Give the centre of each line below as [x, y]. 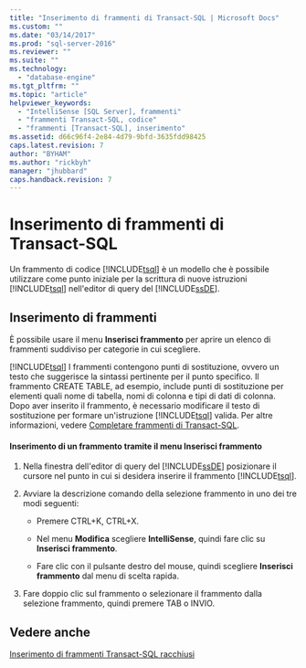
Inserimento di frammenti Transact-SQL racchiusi [102, 654]
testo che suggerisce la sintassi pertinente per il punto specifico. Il [134, 376]
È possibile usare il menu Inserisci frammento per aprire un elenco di [140, 339]
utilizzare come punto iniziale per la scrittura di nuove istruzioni [128, 279]
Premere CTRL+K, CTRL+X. [88, 521]
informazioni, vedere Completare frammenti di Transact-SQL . [125, 425]
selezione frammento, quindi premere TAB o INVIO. [119, 603]
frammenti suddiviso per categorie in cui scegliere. [105, 349]
